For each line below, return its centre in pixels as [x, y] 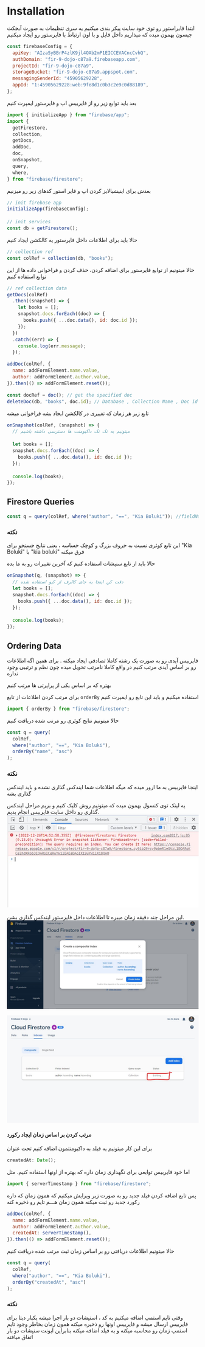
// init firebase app [34, 203]
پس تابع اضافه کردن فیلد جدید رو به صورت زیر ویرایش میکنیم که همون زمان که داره [102, 1195]
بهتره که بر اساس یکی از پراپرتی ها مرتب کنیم [59, 685]
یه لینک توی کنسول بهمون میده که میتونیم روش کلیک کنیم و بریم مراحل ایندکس [96, 805]
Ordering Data [34, 646]
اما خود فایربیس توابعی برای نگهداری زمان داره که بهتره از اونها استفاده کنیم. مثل [99, 1172]
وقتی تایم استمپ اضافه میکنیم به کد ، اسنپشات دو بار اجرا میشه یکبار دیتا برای [95, 1317]
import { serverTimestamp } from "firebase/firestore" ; [79, 1184]
